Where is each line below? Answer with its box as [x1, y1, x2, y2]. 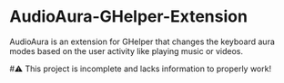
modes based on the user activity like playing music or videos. [9, 45, 244, 56]
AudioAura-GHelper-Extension [9, 6, 248, 27]
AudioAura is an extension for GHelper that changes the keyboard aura [9, 36, 276, 47]
